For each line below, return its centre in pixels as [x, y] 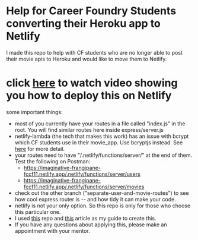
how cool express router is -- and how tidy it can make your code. [95, 199]
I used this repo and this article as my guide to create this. [85, 218]
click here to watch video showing [92, 83]
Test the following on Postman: [52, 161]
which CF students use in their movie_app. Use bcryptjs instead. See [99, 142]
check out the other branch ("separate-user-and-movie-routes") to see [102, 193]
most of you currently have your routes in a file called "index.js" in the [100, 124]
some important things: [35, 112]
